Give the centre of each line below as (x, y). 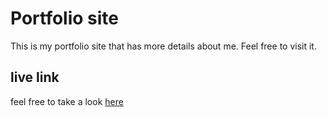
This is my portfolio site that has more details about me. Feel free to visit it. (163, 46)
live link (35, 77)
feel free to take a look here (67, 101)
